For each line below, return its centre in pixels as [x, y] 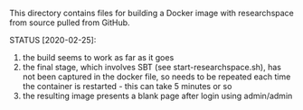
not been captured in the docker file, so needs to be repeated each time [156, 77]
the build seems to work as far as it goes [98, 57]
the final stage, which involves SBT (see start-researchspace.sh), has [152, 67]
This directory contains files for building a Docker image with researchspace [151, 13]
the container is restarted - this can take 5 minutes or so [127, 86]
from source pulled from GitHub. [70, 23]
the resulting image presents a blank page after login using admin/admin [157, 96]
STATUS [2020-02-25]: [53, 40]
